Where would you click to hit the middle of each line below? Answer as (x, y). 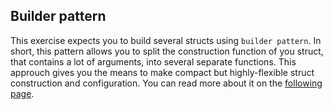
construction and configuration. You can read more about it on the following (166, 83)
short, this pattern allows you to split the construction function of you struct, (167, 51)
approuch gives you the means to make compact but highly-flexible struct (162, 72)
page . (22, 93)
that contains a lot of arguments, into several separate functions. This (153, 61)
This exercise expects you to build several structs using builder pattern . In (166, 40)
